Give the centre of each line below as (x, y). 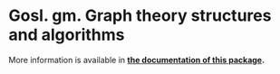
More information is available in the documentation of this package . (136, 60)
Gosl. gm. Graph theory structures (140, 16)
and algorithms (67, 35)
